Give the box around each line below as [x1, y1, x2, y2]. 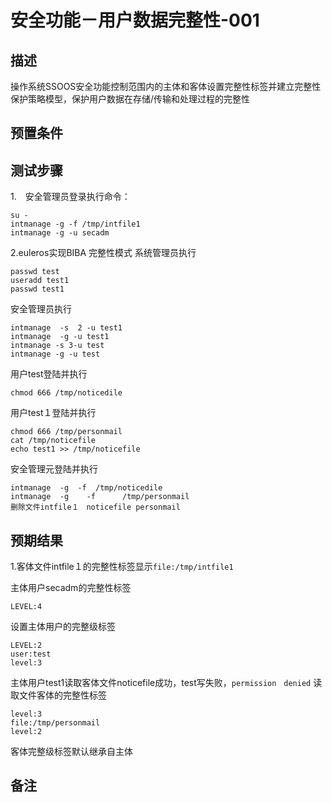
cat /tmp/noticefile [10, 436, 97, 446]
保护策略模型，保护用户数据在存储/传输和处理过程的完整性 [10, 93, 251, 105]
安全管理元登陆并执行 [10, 463, 98, 475]
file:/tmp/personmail [10, 718, 101, 728]
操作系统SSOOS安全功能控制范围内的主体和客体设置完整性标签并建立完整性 [10, 81, 322, 92]
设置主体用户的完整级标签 [10, 621, 116, 633]
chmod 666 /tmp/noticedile [10, 388, 123, 398]
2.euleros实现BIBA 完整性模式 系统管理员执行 [10, 247, 197, 259]
